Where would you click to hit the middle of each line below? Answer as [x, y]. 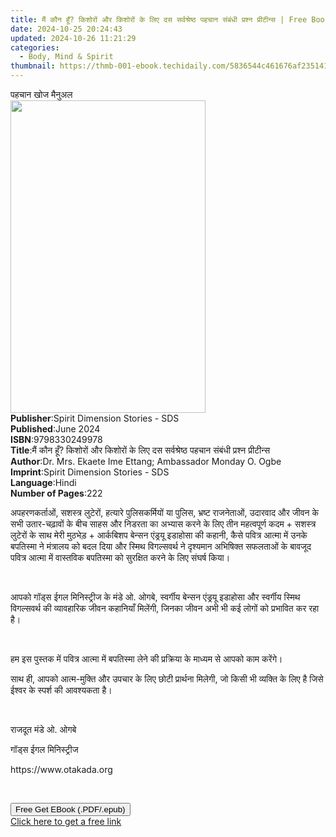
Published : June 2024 [55, 429]
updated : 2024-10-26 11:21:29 [73, 38]
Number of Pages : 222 [56, 493]
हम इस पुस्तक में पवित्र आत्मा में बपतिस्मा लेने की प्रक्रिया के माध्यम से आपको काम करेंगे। [146, 659]
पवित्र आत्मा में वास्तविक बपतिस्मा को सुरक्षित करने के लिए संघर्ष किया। [120, 557]
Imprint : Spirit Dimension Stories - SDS [90, 472]
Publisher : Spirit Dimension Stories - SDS [95, 418]
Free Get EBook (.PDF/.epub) [70, 809]
